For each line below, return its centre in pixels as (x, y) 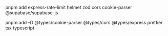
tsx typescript (20, 28)
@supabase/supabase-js (32, 13)
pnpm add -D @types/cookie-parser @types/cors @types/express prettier (84, 23)
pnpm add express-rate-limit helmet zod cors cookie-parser (69, 7)
